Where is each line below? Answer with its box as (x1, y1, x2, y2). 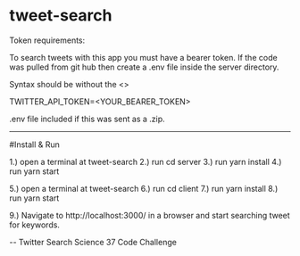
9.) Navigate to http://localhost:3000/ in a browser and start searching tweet (9, 210, 290, 220)
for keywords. (9, 219, 61, 230)
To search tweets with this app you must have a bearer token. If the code (9, 52, 279, 62)
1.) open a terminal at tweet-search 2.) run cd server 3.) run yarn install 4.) (9, 156, 282, 167)
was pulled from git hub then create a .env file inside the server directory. (9, 62, 279, 72)
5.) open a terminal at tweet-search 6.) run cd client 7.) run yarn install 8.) (9, 183, 279, 194)
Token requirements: (9, 35, 86, 45)
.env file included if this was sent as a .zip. (9, 113, 165, 124)
